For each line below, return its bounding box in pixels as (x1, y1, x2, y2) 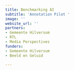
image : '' (5, 16, 26, 21)
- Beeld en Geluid (5, 53, 43, 58)
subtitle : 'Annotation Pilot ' (5, 12, 70, 17)
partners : (5, 26, 26, 31)
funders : (5, 44, 23, 49)
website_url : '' (5, 21, 39, 26)
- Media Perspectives (5, 39, 50, 44)
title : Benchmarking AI (5, 7, 55, 12)
